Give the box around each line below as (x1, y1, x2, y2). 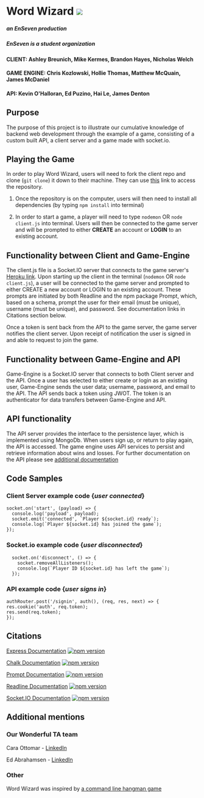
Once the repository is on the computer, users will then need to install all (15, 195, 197, 202)
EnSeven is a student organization (6, 40, 96, 47)
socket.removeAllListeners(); (17, 560, 94, 566)
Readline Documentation (6, 682, 68, 690)
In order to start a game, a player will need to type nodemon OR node (15, 213, 183, 220)
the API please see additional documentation (6, 455, 119, 463)
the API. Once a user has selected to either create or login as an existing (6, 376, 188, 384)
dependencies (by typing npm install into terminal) (15, 201, 144, 209)
